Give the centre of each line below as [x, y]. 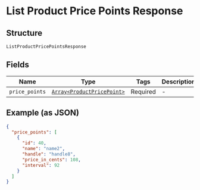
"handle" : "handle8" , [49, 154]
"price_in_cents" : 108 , [51, 160]
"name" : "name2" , [43, 149]
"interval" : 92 [41, 165]
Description [179, 82]
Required [143, 92]
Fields [18, 65]
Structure [24, 33]
